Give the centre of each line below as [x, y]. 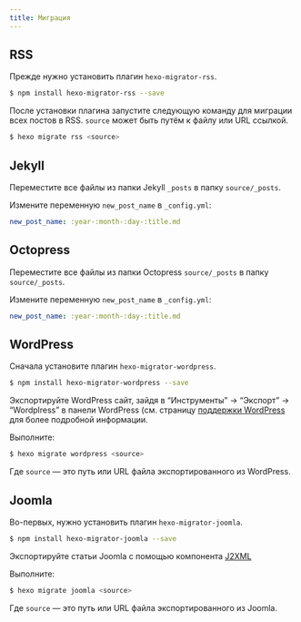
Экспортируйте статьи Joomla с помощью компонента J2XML [130, 556]
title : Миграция [40, 18]
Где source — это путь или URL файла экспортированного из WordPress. [150, 472]
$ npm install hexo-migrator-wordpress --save [99, 383]
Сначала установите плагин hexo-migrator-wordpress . [113, 366]
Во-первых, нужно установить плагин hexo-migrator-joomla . [126, 522]
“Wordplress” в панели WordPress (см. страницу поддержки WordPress [147, 410]
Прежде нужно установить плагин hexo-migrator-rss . [113, 76]
